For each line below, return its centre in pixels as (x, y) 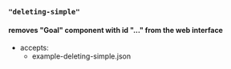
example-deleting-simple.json (81, 56)
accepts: (34, 48)
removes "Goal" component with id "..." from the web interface (115, 30)
